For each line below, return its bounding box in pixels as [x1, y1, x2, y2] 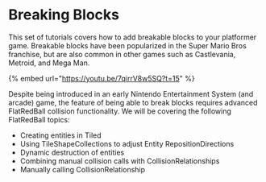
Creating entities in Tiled [19, 130, 102, 140]
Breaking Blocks [8, 6, 119, 24]
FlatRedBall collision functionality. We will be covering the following [8, 106, 232, 116]
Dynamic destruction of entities [19, 147, 125, 157]
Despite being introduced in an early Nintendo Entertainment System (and [8, 89, 254, 98]
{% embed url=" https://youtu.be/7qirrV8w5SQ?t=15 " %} [8, 73, 195, 83]
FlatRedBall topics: [8, 114, 70, 124]
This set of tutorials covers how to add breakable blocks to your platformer [8, 32, 257, 42]
